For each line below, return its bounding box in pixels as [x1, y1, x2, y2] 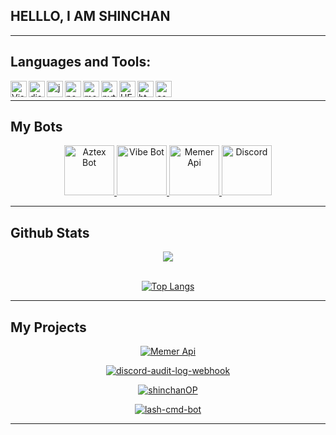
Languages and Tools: [10, 54, 152, 71]
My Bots [10, 119, 63, 136]
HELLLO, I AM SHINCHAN [10, 8, 171, 25]
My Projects [10, 319, 87, 336]
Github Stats [10, 224, 90, 241]
